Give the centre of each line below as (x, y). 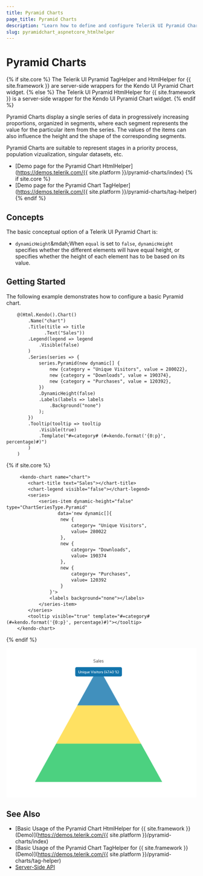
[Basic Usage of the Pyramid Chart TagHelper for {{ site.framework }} (101, 848)
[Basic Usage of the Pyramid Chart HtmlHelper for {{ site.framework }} (103, 829)
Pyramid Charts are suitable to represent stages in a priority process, (92, 148)
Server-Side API (35, 867)
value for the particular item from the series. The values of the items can (96, 130)
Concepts (25, 217)
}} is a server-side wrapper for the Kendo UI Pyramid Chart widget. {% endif (101, 99)
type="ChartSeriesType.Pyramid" (47, 507)
